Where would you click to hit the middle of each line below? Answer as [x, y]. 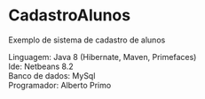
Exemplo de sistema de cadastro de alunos [87, 40]
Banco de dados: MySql [52, 75]
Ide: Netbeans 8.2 [41, 66]
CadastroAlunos [69, 15]
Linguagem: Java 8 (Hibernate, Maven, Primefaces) [102, 57]
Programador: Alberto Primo [60, 85]
